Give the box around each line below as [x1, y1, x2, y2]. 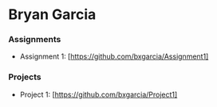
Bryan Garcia [8, 6, 97, 24]
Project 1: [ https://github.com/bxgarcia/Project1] [19, 90, 178, 99]
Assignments [8, 34, 61, 45]
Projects [8, 71, 41, 82]
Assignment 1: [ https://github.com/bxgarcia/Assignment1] [19, 52, 209, 61]
